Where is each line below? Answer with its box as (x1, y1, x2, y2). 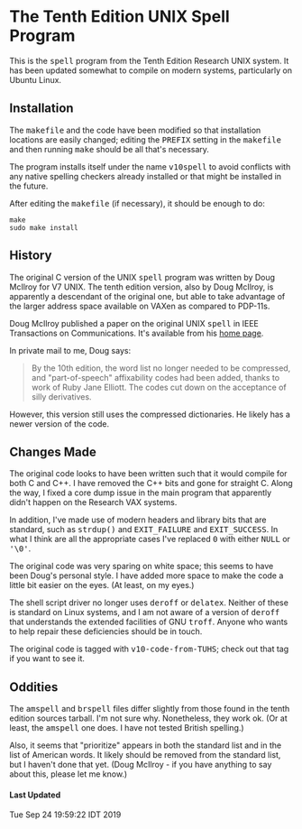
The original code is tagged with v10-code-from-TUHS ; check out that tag (9, 643, 289, 655)
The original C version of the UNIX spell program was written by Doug (9, 272, 276, 282)
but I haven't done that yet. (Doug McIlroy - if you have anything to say (9, 760, 272, 770)
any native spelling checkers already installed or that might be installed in (9, 170, 282, 181)
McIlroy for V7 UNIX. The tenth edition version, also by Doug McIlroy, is (9, 281, 274, 292)
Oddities (9, 679, 59, 695)
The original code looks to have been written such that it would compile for (9, 468, 288, 479)
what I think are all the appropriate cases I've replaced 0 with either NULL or (9, 534, 291, 545)
